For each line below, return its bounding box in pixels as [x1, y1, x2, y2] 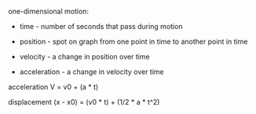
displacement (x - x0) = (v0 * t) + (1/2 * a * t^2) [8, 98, 160, 106]
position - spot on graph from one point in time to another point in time [19, 37, 248, 46]
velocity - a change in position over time [19, 52, 151, 61]
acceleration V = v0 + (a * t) [8, 82, 99, 91]
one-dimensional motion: [8, 7, 89, 16]
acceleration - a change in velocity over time [19, 67, 165, 77]
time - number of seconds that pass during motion [19, 22, 183, 30]
